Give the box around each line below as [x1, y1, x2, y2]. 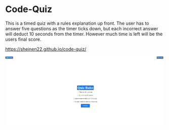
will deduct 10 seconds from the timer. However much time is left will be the [5, 31, 163, 37]
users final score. [5, 36, 41, 42]
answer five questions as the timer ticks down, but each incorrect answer [5, 25, 158, 31]
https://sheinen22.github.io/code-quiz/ [5, 46, 87, 52]
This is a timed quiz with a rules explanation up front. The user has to [5, 20, 149, 26]
